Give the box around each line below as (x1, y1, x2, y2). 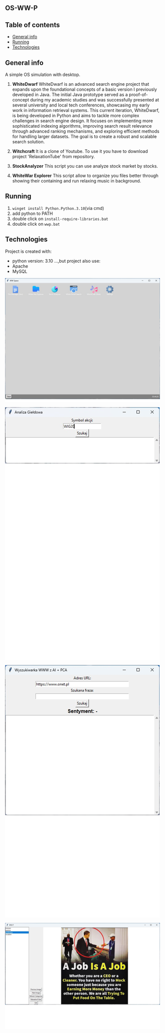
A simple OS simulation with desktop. (5, 71, 81, 78)
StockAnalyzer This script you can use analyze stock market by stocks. (12, 163, 158, 169)
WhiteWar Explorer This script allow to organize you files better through (12, 172, 159, 179)
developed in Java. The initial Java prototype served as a (12, 92, 128, 98)
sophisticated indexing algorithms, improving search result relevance (12, 123, 152, 129)
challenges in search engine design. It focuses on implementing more (12, 118, 153, 124)
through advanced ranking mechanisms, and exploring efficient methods (12, 128, 160, 135)
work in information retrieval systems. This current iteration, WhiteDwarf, (12, 107, 160, 113)
